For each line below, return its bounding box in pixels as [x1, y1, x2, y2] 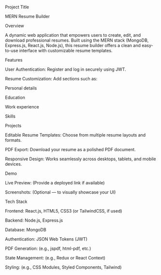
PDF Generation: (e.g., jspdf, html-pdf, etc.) [5, 245, 91, 251]
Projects [5, 123, 22, 128]
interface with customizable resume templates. [19, 48, 113, 53]
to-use [5, 48, 18, 53]
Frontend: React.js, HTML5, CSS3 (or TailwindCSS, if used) [5, 208, 122, 214]
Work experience [5, 104, 40, 109]
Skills [5, 113, 16, 119]
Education [5, 94, 25, 100]
